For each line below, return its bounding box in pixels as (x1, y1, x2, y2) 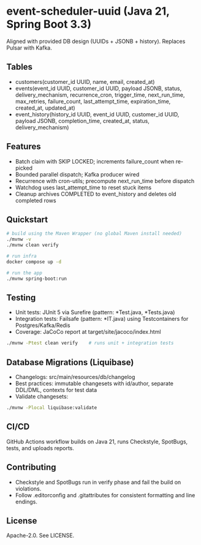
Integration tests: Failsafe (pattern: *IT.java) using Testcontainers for (15, 315, 189, 323)
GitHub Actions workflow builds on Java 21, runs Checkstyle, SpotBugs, (6, 438, 188, 445)
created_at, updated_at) (15, 104, 75, 111)
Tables (6, 62, 32, 72)
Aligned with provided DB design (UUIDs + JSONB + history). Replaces (6, 37, 186, 45)
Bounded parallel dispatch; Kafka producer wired (15, 170, 140, 178)
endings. (15, 498, 38, 505)
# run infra (6, 253, 37, 259)
